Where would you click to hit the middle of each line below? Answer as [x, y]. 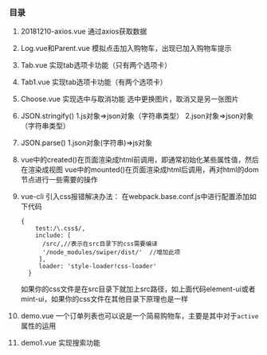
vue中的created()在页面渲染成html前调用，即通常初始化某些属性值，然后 [140, 160]
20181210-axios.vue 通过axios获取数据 [84, 31]
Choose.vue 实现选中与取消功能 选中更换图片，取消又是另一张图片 [130, 99]
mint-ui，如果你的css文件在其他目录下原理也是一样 [104, 299]
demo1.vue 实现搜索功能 [60, 343]
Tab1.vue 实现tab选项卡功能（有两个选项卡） [94, 82]
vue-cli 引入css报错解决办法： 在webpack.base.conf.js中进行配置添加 [135, 197]
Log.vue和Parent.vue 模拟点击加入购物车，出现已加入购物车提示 [126, 49]
